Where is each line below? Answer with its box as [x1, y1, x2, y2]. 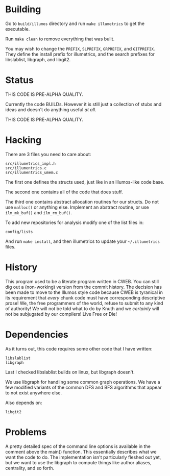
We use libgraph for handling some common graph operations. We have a [5, 379, 160, 385]
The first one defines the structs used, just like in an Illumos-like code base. [5, 179, 164, 185]
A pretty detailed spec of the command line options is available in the [5, 443, 151, 449]
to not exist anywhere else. [5, 389, 62, 396]
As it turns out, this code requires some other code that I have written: [5, 345, 153, 352]
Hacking [5, 134, 42, 146]
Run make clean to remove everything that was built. [5, 36, 115, 42]
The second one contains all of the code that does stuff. [5, 189, 124, 195]
